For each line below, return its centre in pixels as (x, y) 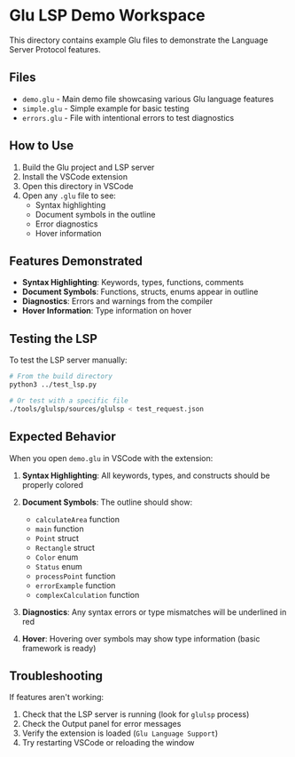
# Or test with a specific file (69, 401)
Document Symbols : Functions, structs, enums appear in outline (140, 292)
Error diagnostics (66, 224)
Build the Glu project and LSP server (88, 167)
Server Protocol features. (55, 49)
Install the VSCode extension (75, 176)
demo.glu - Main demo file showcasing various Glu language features (148, 99)
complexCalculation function (87, 594)
